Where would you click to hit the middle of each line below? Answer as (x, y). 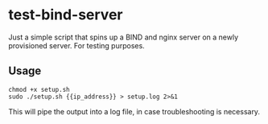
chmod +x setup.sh (39, 89)
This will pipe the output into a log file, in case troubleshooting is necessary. (134, 111)
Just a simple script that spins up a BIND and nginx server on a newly (124, 37)
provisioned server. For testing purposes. (76, 45)
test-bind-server (66, 15)
